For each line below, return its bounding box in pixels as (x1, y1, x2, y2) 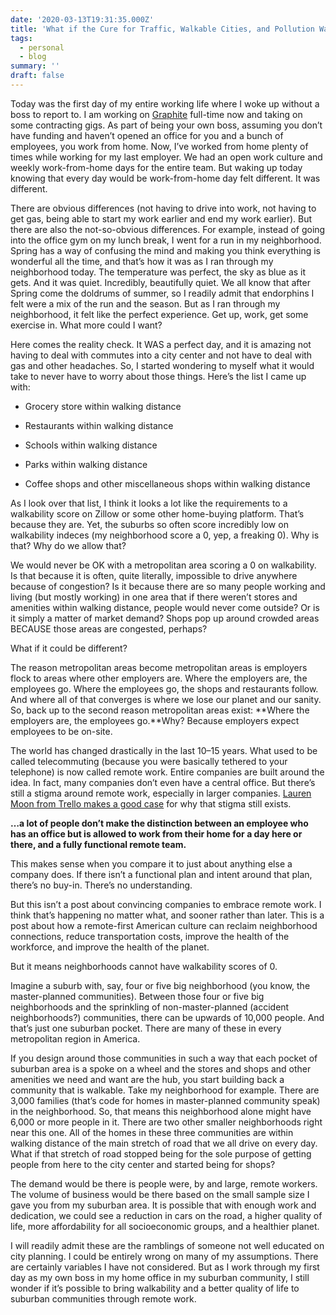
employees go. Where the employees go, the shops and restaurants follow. (10, 682, 319, 695)
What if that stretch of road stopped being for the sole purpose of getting (10, 1147, 312, 1160)
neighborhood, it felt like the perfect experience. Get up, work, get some (10, 308, 309, 320)
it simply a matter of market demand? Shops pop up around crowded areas (10, 612, 320, 624)
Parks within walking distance (24, 458, 148, 470)
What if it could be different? (10, 642, 128, 654)
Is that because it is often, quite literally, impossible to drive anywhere (10, 569, 298, 581)
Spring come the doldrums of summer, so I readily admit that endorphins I (10, 287, 315, 299)
